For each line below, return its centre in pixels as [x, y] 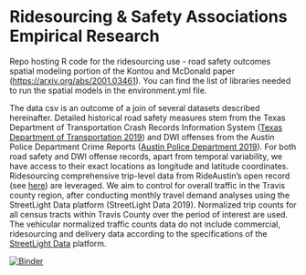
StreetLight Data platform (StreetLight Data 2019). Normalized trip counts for [153, 204]
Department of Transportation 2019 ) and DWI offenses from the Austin [142, 137]
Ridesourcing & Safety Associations [148, 17]
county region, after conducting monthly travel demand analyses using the [150, 195]
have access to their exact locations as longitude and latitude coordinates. [149, 166]
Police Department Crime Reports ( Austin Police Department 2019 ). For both [153, 147]
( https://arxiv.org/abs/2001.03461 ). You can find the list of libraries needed [150, 80]
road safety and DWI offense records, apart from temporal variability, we [146, 156]
